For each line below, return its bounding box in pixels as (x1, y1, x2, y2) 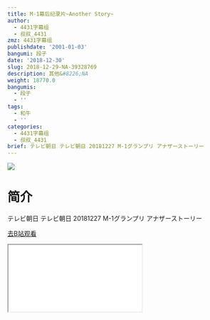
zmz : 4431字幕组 (7, 37, 53, 44)
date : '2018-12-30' (7, 57, 65, 64)
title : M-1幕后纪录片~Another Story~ (7, 10, 114, 18)
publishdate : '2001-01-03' (7, 43, 88, 51)
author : (7, 17, 31, 24)
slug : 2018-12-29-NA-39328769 (7, 63, 98, 71)
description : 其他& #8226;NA (7, 70, 89, 77)
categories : (7, 123, 43, 130)
